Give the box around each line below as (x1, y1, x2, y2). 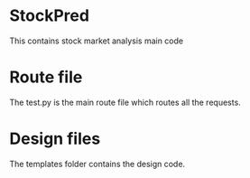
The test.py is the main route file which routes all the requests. (9, 97, 241, 108)
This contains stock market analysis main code (9, 35, 183, 46)
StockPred (9, 5, 90, 26)
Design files (9, 128, 101, 149)
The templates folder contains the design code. (9, 158, 186, 169)
